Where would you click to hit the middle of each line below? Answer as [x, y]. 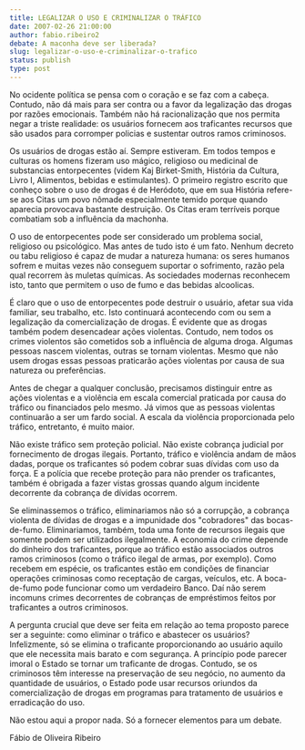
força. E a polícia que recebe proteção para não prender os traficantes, [142, 473]
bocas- [280, 519]
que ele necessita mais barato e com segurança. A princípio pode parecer [148, 653]
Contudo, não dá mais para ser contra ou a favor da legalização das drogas [151, 104]
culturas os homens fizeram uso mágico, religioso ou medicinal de [134, 160]
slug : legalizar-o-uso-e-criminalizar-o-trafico [103, 52]
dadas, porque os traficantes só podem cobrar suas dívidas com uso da [144, 463]
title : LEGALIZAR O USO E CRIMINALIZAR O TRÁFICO [106, 18]
